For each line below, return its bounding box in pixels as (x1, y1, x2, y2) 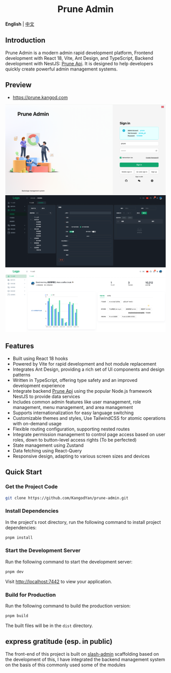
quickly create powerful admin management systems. (5, 66, 118, 72)
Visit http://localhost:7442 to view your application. (5, 578, 112, 585)
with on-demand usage (12, 420, 62, 426)
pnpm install (5, 535, 33, 540)
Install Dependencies (5, 508, 59, 515)
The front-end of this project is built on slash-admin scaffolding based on (5, 651, 159, 657)
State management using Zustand (12, 442, 84, 448)
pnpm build (5, 613, 28, 618)
